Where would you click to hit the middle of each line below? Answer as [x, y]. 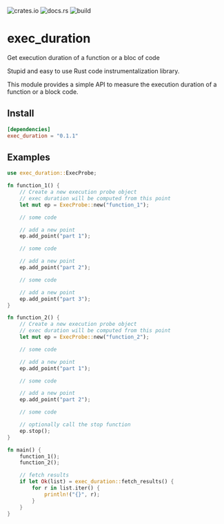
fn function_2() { [33, 318]
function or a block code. [43, 91]
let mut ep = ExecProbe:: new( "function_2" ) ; [84, 337]
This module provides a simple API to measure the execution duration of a [112, 84]
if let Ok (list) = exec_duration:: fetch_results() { [97, 482]
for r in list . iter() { [66, 488]
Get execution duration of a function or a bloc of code [83, 57]
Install [21, 114]
